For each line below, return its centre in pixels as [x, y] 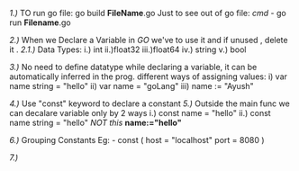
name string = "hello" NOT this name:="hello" [95, 122]
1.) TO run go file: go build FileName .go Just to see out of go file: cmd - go [148, 13]
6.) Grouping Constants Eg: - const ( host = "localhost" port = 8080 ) [137, 140]
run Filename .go [40, 22]
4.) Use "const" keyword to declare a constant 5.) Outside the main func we [149, 103]
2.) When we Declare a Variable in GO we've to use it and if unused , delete [149, 40]
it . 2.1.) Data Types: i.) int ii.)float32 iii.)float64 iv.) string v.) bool [128, 49]
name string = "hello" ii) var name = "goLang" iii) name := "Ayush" [131, 86]
